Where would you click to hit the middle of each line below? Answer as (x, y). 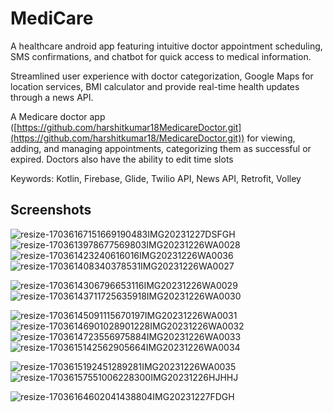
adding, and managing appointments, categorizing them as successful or (161, 148)
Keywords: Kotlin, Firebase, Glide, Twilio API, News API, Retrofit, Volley (156, 178)
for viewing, (271, 138)
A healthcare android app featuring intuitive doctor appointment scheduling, (166, 46)
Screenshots (51, 210)
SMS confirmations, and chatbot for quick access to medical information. (161, 56)
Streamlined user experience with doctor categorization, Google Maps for (162, 76)
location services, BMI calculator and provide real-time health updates (155, 86)
